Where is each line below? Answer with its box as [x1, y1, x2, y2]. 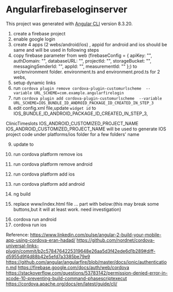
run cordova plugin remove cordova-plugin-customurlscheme [13, 85, 142, 91]
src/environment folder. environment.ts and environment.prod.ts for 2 [13, 68, 161, 75]
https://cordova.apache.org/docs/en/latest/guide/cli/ [6, 281, 118, 287]
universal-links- [6, 242, 39, 248]
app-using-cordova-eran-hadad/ [6, 237, 76, 243]
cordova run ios [13, 222, 47, 228]
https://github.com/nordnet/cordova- [76, 237, 155, 243]
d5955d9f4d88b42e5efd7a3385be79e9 [6, 253, 90, 260]
